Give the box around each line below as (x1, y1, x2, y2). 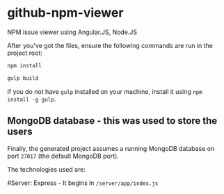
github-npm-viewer (7, 5, 124, 21)
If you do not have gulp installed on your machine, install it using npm (7, 87, 203, 95)
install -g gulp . (7, 95, 56, 103)
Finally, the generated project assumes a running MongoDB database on (7, 144, 215, 152)
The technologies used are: (7, 165, 86, 173)
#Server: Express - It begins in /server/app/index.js (7, 179, 159, 187)
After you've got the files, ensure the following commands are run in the (7, 41, 214, 49)
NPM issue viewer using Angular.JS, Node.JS (7, 28, 138, 36)
